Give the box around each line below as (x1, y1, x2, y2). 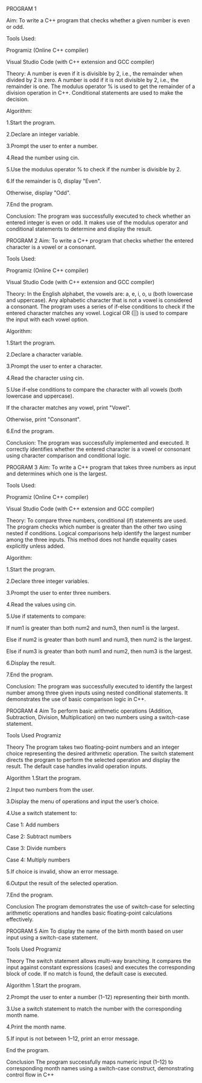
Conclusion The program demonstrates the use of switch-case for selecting (6, 903, 195, 910)
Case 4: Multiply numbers (6, 856, 71, 863)
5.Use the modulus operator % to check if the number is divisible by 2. (6, 166, 181, 173)
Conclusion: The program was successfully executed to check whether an (6, 212, 191, 220)
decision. (6, 96, 29, 103)
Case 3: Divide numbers (6, 845, 66, 851)
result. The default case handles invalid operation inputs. (6, 763, 148, 770)
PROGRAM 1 (6, 5, 37, 12)
